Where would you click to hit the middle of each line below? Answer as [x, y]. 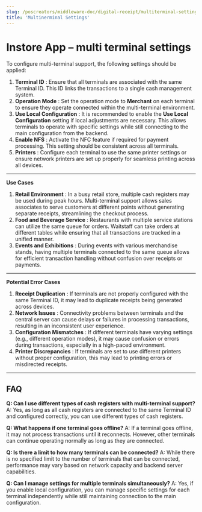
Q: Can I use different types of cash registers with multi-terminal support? [101, 403]
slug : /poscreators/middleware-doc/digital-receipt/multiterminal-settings [103, 12]
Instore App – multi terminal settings [99, 47]
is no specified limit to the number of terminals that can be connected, [93, 459]
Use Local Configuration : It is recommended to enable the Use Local [101, 114]
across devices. [35, 307]
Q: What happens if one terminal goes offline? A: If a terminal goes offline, [100, 428]
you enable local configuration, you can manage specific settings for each [98, 490]
